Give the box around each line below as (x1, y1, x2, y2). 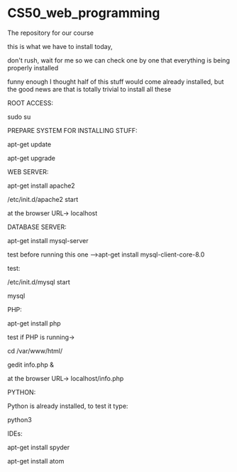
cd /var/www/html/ (7, 346, 63, 355)
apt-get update (7, 140, 52, 149)
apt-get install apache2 (7, 181, 76, 190)
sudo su (7, 112, 31, 121)
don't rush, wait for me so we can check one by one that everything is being (7, 55, 231, 65)
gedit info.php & (7, 360, 55, 369)
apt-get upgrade (7, 154, 55, 162)
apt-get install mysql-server (7, 236, 89, 245)
